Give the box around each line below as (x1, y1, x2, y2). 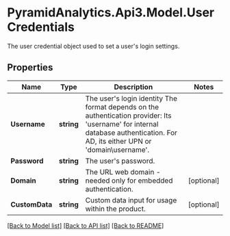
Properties (7, 62, 53, 73)
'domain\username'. (85, 145, 150, 155)
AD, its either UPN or (85, 136, 152, 146)
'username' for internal (85, 119, 159, 129)
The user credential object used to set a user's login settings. (7, 42, 180, 50)
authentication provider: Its (85, 111, 172, 120)
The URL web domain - (85, 167, 161, 176)
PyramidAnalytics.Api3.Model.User (7, 5, 214, 21)
